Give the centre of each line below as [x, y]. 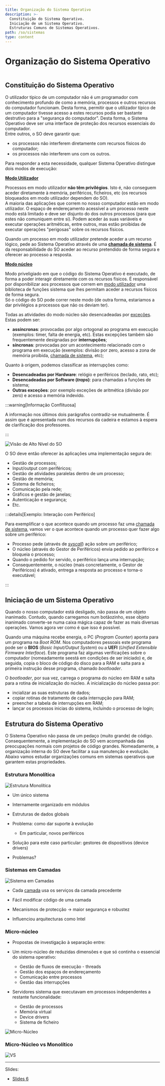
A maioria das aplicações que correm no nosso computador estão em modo [82, 203]
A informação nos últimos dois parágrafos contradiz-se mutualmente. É [77, 414]
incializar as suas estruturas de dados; [51, 693]
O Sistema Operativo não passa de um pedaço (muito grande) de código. [79, 736]
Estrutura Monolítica [30, 775]
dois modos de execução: [31, 168]
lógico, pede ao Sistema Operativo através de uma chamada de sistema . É [81, 244]
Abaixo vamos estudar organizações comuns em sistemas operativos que [80, 757]
